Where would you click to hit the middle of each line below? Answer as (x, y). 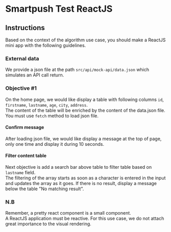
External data (22, 58)
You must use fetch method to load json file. (52, 116)
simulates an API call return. (35, 75)
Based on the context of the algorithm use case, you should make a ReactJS (86, 40)
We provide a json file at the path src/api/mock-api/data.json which (77, 70)
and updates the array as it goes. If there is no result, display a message (81, 183)
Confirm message (25, 127)
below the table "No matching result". (45, 189)
